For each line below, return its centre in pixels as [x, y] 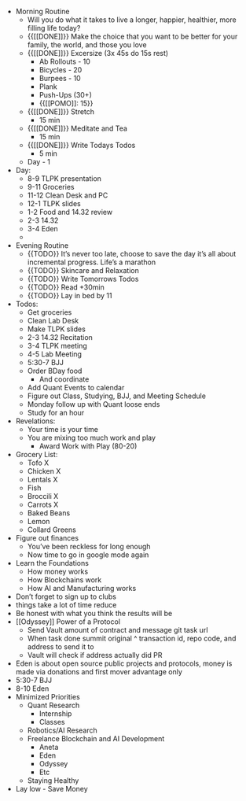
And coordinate [64, 379]
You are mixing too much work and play [91, 437]
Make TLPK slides [57, 329]
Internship [55, 714]
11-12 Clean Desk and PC [68, 195]
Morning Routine [42, 11]
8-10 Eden [32, 688]
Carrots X [43, 504]
